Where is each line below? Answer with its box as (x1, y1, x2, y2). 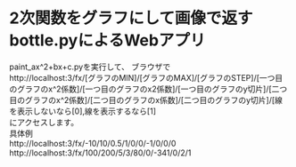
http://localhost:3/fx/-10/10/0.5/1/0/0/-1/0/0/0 (9, 138, 177, 148)
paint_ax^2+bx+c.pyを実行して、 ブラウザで (9, 61, 171, 72)
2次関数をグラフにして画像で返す (9, 8, 253, 28)
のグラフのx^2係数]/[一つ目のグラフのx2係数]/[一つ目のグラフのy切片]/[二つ (9, 83, 288, 94)
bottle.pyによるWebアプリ (9, 30, 206, 51)
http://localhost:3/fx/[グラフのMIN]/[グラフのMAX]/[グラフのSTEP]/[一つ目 (9, 72, 284, 83)
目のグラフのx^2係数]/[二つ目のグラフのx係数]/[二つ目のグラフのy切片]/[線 (9, 94, 284, 105)
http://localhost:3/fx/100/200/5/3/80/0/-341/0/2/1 (9, 147, 192, 158)
